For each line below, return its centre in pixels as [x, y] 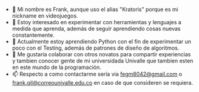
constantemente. [33, 35]
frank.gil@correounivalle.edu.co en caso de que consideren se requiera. [102, 83]
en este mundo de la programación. [56, 67]
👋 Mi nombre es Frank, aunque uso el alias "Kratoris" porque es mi [95, 9]
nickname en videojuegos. [45, 16]
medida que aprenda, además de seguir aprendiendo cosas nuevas [96, 28]
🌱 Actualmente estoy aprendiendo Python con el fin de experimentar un [102, 41]
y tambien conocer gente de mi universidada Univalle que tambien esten [103, 61]
